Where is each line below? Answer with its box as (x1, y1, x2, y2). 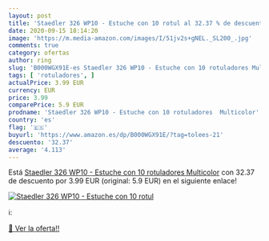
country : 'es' (8, 116, 56, 124)
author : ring (8, 57, 52, 65)
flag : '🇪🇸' (8, 123, 48, 131)
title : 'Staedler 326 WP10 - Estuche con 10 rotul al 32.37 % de (8, 19, 231, 27)
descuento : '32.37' (8, 138, 74, 147)
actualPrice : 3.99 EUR (8, 78, 84, 86)
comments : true (8, 42, 59, 50)
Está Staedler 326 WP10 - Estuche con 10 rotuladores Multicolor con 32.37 (8, 167, 255, 177)
